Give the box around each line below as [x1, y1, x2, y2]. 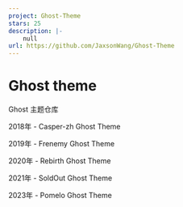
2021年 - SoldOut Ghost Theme [8, 173, 113, 183]
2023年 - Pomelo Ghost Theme [8, 191, 113, 201]
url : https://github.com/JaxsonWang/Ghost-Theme [8, 42, 175, 50]
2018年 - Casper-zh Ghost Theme [8, 122, 121, 132]
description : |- [8, 27, 63, 35]
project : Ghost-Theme [8, 11, 81, 20]
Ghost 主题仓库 [8, 104, 59, 114]
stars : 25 [8, 19, 42, 27]
